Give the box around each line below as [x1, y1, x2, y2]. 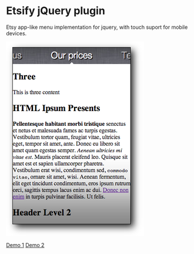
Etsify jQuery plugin [6, 4, 106, 18]
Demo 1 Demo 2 [6, 241, 45, 248]
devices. [6, 29, 27, 36]
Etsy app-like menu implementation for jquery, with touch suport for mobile [6, 24, 188, 31]
